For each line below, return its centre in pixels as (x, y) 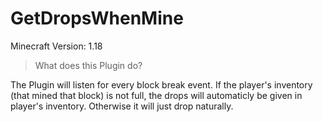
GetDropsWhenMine (97, 18)
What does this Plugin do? (88, 65)
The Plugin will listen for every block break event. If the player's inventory (161, 84)
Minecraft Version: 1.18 (56, 46)
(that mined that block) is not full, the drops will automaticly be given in (156, 95)
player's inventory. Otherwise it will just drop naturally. (122, 106)
